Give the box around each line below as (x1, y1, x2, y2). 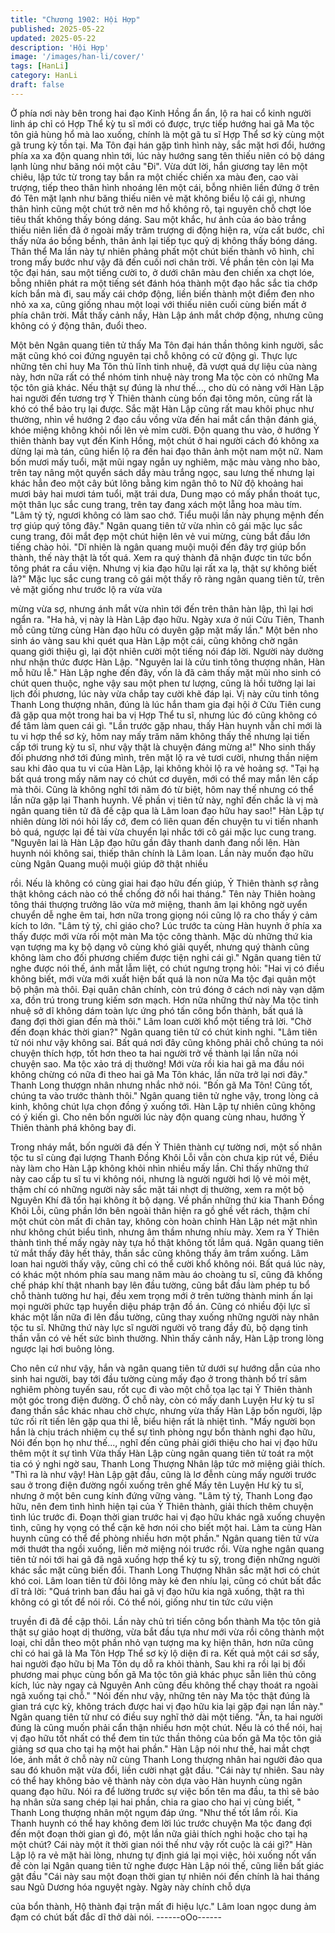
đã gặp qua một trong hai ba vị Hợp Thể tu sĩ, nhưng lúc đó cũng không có (10, 709, 318, 721)
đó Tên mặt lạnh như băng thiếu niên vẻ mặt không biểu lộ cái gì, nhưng (10, 192, 306, 204)
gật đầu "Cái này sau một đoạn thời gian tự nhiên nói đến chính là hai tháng (10, 1870, 320, 1882)
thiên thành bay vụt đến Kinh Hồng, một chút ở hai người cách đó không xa (10, 434, 320, 446)
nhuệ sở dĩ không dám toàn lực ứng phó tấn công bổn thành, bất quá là (10, 1004, 304, 1016)
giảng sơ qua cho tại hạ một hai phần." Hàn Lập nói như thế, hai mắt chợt (10, 1742, 310, 1755)
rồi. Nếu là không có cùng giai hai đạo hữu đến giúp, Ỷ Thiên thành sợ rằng (10, 877, 320, 889)
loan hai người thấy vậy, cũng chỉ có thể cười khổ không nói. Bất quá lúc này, (10, 1257, 326, 1270)
